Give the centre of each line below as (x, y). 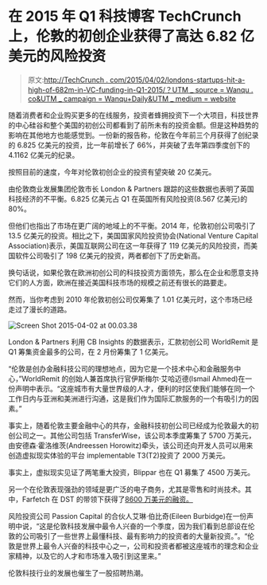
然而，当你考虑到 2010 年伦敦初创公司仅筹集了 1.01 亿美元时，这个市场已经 (130, 299)
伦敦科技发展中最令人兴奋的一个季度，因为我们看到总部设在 (151, 526)
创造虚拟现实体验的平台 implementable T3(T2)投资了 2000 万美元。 (119, 455)
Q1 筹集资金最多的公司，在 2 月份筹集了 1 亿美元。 (91, 351)
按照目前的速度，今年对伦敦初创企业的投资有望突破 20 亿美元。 (112, 171)
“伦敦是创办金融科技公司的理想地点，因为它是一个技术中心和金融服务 (121, 368)
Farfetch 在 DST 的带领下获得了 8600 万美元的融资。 (107, 499)
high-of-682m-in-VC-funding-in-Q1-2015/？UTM (108, 89)
